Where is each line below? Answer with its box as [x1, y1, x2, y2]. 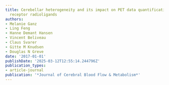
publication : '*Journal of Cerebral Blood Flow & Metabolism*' [5, 72, 141, 77]
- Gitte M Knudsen [5, 44, 44, 49]
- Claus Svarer [5, 40, 37, 45]
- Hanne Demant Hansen [5, 30, 53, 35]
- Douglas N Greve [5, 49, 44, 54]
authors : [5, 16, 24, 21]
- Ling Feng [5, 26, 30, 31]
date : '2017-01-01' [5, 53, 46, 59]
